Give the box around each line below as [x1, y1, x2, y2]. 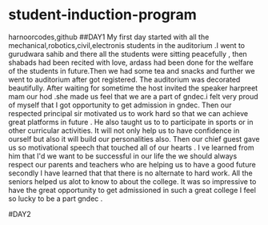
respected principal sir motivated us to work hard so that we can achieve [8, 108, 249, 118]
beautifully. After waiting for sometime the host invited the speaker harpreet [8, 82, 258, 93]
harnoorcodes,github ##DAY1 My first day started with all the [8, 32, 210, 42]
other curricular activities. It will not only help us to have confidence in [8, 126, 240, 135]
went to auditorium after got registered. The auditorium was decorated [8, 74, 241, 84]
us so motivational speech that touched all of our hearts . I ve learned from [8, 143, 254, 152]
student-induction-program [8, 6, 198, 24]
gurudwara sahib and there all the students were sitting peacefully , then [8, 49, 248, 58]
